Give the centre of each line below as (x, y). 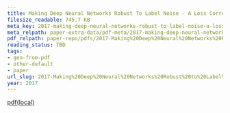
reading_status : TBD (37, 45)
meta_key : (21, 26)
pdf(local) (21, 102)
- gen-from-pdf (29, 58)
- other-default (30, 64)
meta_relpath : (27, 32)
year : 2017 (23, 83)
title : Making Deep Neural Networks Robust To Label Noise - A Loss (107, 13)
